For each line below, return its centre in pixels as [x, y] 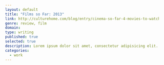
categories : [17, 50]
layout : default [21, 10]
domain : [13, 28]
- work [16, 55]
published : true [21, 37]
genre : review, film [26, 23]
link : [10, 19]
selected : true [20, 42]
